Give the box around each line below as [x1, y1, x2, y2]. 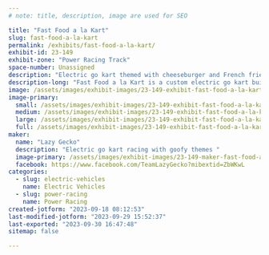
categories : [8, 168, 48, 176]
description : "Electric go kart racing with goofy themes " [15, 145, 220, 153]
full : [15, 123, 34, 132]
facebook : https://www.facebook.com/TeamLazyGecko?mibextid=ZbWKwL [15, 160, 246, 168]
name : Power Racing [22, 197, 88, 205]
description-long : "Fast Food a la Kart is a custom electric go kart [8, 78, 249, 87]
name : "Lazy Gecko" [15, 138, 81, 146]
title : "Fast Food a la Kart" [8, 26, 110, 34]
